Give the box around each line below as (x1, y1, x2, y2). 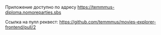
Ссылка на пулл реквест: (5, 19, 59, 25)
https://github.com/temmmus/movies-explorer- (59, 19, 157, 25)
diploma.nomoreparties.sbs (5, 9, 61, 15)
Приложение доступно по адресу (5, 4, 77, 10)
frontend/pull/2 (5, 24, 36, 30)
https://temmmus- (77, 4, 115, 10)
